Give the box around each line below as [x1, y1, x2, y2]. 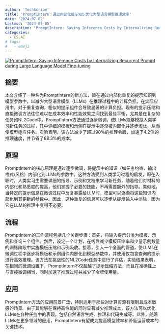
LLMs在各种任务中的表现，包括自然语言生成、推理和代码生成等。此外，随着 [5, 311, 158, 317]
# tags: [5, 39, 21, 44]
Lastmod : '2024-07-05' [5, 21, 52, 26]
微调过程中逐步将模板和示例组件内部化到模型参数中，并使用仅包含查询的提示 [5, 251, 160, 257]
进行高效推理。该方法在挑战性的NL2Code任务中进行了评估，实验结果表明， [5, 257, 158, 263]
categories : [5, 30, 29, 35]
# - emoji [5, 44, 29, 49]
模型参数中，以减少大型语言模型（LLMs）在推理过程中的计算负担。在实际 [5, 98, 154, 104]
